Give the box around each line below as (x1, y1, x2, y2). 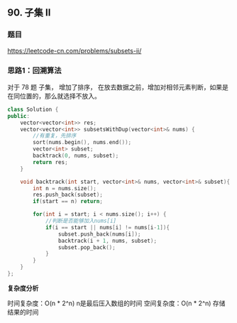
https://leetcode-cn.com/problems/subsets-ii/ (7, 46, 142, 55)
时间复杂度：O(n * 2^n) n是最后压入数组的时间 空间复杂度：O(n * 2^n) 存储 (7, 299, 226, 307)
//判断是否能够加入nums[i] (45, 217, 117, 225)
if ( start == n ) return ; (33, 198, 103, 205)
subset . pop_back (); (57, 243, 116, 251)
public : (7, 112, 31, 119)
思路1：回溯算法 (7, 65, 62, 75)
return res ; (33, 158, 69, 165)
